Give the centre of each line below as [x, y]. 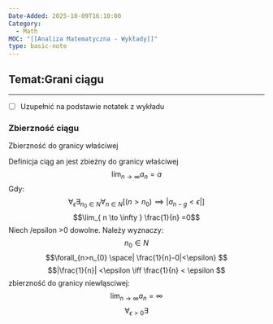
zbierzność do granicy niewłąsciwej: [69, 283]
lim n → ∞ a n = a [136, 175]
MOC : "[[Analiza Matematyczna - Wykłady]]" [83, 39]
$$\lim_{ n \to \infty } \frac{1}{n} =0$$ [136, 217]
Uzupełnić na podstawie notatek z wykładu [92, 106]
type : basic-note [38, 46]
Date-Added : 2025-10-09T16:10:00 [65, 16]
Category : [25, 24]
